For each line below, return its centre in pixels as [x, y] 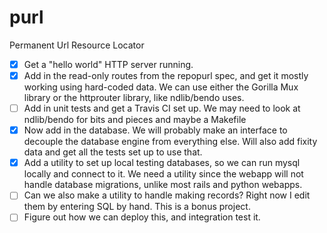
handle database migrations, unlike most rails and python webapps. [163, 185]
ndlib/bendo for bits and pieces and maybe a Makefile [135, 120]
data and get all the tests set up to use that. [113, 152]
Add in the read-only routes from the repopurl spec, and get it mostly [166, 75]
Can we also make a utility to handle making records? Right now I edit [167, 195]
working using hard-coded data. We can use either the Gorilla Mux [161, 87]
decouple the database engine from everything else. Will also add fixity [170, 142]
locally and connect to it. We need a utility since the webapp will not [163, 174]
